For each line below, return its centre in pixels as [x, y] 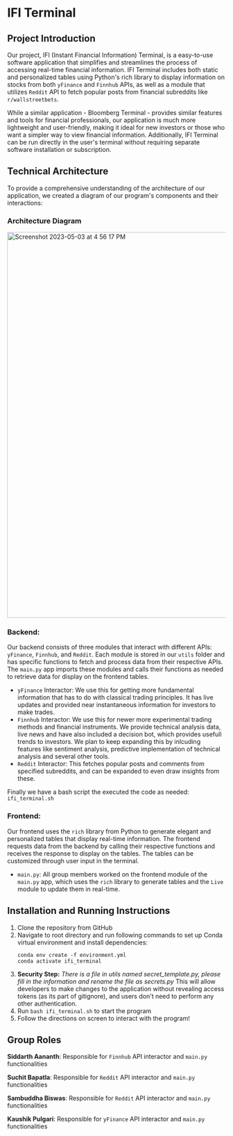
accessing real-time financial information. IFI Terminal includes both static [113, 70]
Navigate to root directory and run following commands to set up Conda [120, 935]
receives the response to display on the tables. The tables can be [101, 853]
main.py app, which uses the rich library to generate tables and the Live [120, 881]
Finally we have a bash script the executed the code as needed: [98, 792]
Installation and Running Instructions [89, 911]
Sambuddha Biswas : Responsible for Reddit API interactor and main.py [109, 1099]
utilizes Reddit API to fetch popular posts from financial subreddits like [107, 92]
